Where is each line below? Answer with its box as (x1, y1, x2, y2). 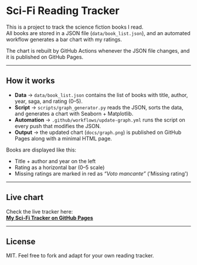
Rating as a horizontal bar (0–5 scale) (14, 164, 105, 171)
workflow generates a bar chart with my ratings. (6, 36, 122, 43)
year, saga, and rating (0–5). (14, 98, 83, 105)
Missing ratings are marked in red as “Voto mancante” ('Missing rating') (14, 170, 189, 177)
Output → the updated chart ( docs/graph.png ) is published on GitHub (14, 129, 182, 136)
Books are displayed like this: (6, 146, 77, 153)
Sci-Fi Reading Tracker (6, 4, 120, 18)
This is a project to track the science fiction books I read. (6, 23, 144, 30)
